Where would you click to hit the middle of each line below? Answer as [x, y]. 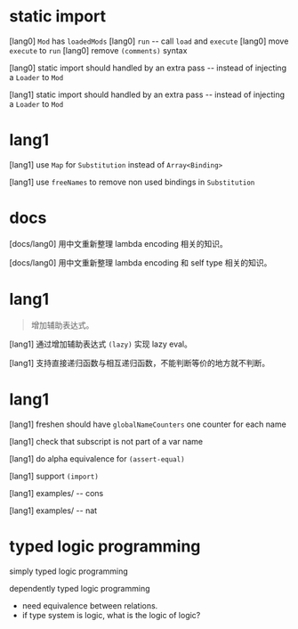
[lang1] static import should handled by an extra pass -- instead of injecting [147, 94]
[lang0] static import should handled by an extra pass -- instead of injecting [148, 68]
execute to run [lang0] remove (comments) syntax [98, 50]
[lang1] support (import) [54, 476]
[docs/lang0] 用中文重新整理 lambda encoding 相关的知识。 [119, 243]
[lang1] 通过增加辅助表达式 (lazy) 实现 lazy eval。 [101, 344]
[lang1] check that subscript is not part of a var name [106, 441]
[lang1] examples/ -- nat [53, 511]
